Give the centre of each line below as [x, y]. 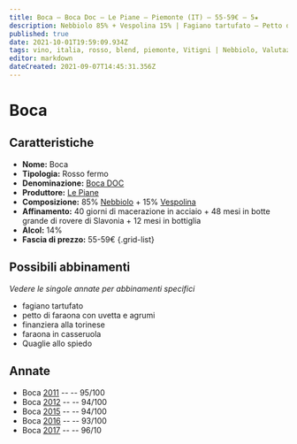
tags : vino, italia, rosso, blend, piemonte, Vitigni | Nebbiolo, [134, 50]
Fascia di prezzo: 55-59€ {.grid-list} [88, 239]
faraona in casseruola [61, 333]
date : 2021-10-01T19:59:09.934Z [69, 42]
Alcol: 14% [42, 230]
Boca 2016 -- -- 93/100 [65, 420]
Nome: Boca [45, 164]
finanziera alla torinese [64, 325]
